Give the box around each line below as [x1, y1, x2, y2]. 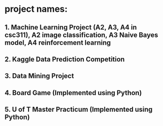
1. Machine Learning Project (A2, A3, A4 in [4, 23, 137, 31]
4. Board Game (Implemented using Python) [4, 89, 142, 97]
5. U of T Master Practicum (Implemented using [4, 105, 153, 114]
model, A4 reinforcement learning [4, 38, 111, 47]
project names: [4, 3, 68, 15]
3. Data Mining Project [4, 72, 74, 80]
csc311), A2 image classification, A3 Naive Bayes [4, 31, 159, 39]
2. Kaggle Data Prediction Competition [4, 55, 125, 63]
